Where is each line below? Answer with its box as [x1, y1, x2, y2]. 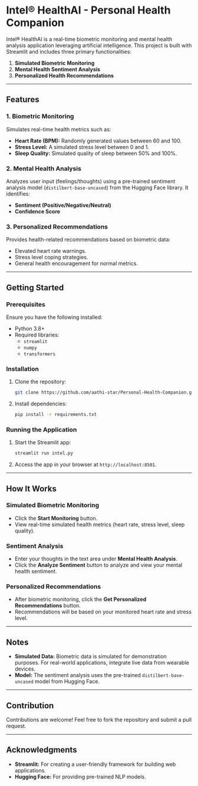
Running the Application [6, 425, 77, 434]
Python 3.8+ [14, 325, 45, 332]
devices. [14, 665, 36, 672]
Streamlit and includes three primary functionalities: [6, 48, 131, 55]
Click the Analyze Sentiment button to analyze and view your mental [14, 562, 183, 569]
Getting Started [6, 282, 64, 292]
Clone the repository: [14, 378, 67, 385]
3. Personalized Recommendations [6, 222, 108, 230]
